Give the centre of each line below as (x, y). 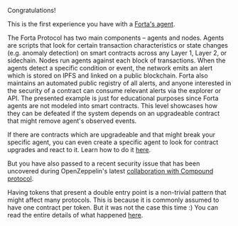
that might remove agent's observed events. (72, 121)
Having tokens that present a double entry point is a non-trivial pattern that (117, 192)
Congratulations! (32, 10)
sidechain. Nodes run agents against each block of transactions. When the (117, 60)
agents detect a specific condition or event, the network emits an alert (110, 68)
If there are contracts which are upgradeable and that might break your (111, 135)
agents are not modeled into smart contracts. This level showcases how (113, 106)
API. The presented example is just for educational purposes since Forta (113, 98)
